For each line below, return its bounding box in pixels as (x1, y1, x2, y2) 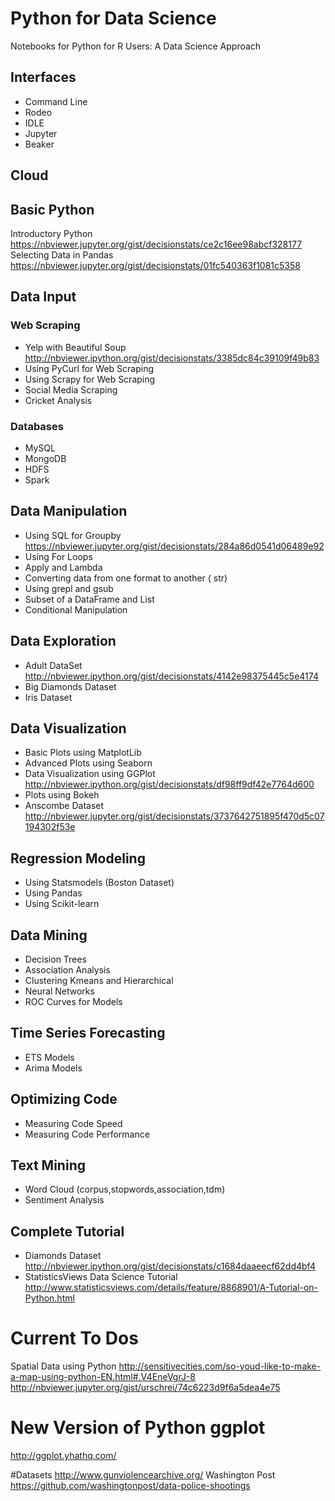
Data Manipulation (10, 503, 128, 520)
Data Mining (10, 927, 88, 944)
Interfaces (10, 69, 77, 86)
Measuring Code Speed (24, 1117, 123, 1129)
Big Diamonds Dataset (24, 680, 117, 692)
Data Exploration (10, 633, 117, 650)
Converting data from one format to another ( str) (24, 572, 228, 584)
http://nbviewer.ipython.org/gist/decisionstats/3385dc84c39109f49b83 (24, 352, 320, 364)
